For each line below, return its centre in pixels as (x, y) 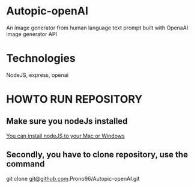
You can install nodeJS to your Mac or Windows (65, 136)
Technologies (41, 59)
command (26, 164)
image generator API (32, 34)
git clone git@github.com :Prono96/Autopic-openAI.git (73, 178)
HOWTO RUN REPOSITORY (74, 99)
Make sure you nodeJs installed (67, 121)
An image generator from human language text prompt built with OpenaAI (97, 28)
